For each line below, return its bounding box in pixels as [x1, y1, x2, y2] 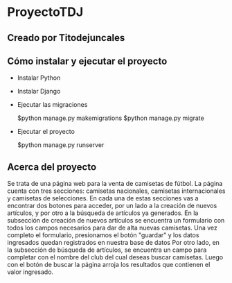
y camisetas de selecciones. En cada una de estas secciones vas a [7, 194, 199, 203]
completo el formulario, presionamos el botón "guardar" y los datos [7, 231, 199, 239]
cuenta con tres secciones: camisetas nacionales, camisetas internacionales [7, 187, 226, 195]
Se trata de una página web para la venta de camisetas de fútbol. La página [7, 180, 223, 188]
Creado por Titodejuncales [7, 32, 125, 44]
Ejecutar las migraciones [17, 101, 88, 109]
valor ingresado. [7, 268, 54, 276]
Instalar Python [17, 74, 61, 82]
